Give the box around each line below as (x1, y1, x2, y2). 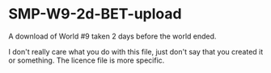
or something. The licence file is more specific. (8, 55, 165, 65)
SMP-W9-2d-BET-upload (8, 5, 182, 23)
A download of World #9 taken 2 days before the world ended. (8, 31, 217, 41)
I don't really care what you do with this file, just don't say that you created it (8, 47, 264, 56)
